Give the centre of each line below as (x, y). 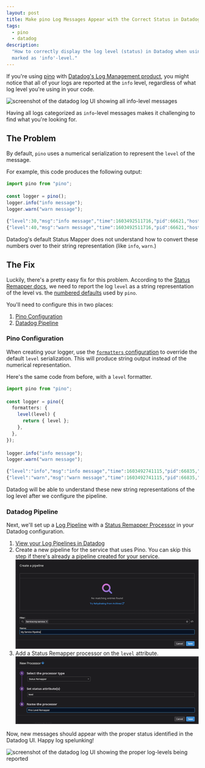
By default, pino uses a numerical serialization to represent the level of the (101, 153)
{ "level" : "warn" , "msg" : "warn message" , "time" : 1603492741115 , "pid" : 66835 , (102, 478)
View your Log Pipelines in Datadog (60, 543)
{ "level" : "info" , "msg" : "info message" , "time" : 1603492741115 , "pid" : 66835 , (102, 471)
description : (23, 45)
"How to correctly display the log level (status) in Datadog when (99, 52)
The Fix (21, 265)
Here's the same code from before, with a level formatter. (79, 376)
